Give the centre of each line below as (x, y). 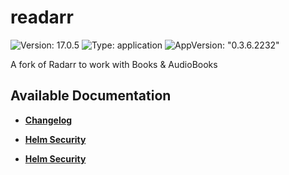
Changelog (48, 120)
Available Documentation (91, 96)
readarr (42, 17)
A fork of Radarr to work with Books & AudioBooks (114, 64)
